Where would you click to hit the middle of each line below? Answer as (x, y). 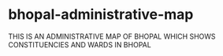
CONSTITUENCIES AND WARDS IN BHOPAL (80, 44)
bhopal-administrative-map (101, 15)
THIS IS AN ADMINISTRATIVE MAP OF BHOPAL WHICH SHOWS (112, 36)
